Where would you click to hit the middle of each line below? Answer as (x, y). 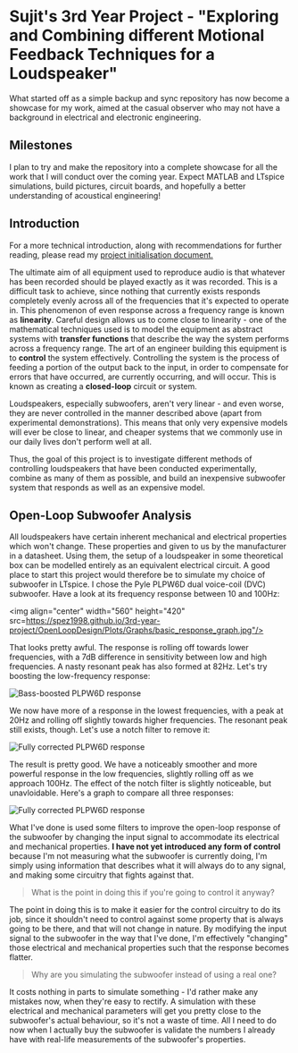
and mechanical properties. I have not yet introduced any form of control (145, 846)
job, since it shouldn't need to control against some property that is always (146, 920)
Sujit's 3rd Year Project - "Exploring (144, 17)
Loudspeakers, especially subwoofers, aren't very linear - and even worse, (147, 403)
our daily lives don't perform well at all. (81, 441)
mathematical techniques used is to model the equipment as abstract (136, 329)
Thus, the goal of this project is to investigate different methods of (131, 459)
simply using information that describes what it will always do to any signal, (148, 866)
